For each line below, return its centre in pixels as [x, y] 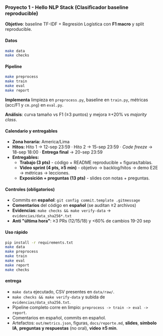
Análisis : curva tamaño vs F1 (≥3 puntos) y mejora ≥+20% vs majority [76, 114]
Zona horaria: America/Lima [41, 142]
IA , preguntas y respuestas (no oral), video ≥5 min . [65, 328]
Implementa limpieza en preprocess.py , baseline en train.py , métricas [77, 100]
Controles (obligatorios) [30, 189]
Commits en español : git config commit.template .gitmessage [76, 200]
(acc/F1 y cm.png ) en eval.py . [34, 105]
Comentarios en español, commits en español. [59, 317]
